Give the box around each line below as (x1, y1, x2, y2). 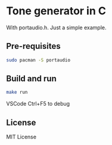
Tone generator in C (6, 4, 106, 18)
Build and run (6, 73, 57, 84)
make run (6, 90, 28, 95)
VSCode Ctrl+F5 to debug (6, 100, 70, 107)
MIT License (6, 133, 37, 141)
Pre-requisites (6, 41, 61, 51)
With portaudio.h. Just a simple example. (6, 24, 107, 31)
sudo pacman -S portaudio (6, 57, 70, 63)
